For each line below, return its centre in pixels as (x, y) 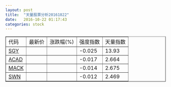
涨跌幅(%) (62, 42)
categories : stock (25, 24)
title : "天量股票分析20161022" (37, 15)
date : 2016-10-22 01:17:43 (36, 19)
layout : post (19, 10)
